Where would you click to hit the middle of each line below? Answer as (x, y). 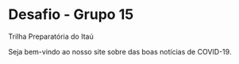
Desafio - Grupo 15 (71, 15)
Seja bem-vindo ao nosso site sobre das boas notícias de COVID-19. (120, 51)
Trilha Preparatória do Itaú (51, 36)
